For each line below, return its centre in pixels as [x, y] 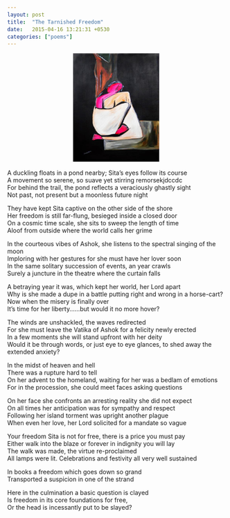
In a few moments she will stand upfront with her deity [85, 337]
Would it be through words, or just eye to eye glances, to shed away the [109, 345]
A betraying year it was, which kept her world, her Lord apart [94, 287]
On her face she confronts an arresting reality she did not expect [100, 401]
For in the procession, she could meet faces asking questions [95, 388]
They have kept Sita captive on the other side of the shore [90, 209]
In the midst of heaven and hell [51, 365]
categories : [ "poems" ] [40, 37]
